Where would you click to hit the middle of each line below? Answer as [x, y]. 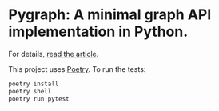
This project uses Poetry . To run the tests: [77, 69]
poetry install [34, 84]
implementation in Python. [98, 32]
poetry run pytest [39, 99]
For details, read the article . [54, 54]
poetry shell [30, 91]
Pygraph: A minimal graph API [110, 15]
